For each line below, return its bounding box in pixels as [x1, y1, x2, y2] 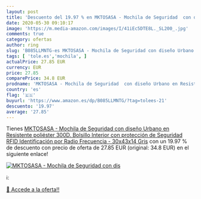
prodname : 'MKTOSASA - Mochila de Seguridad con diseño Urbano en [6, 81, 178, 87]
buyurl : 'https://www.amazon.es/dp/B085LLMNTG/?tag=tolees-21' [6, 97, 167, 103]
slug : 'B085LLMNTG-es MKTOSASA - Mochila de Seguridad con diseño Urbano [6, 48, 194, 54]
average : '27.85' [6, 109, 50, 115]
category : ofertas [6, 36, 52, 42]
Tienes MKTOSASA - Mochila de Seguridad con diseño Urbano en [6, 125, 169, 132]
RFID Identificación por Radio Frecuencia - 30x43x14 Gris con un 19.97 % [6, 138, 187, 145]
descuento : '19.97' [6, 103, 55, 109]
